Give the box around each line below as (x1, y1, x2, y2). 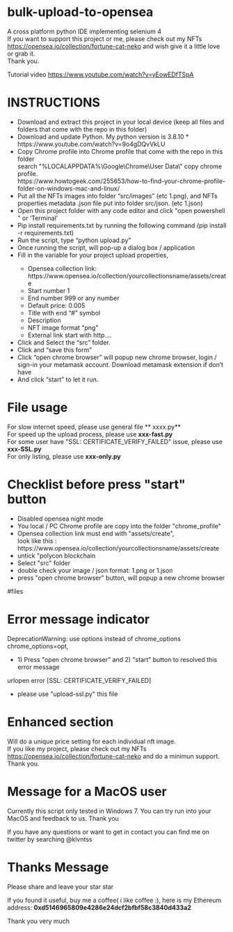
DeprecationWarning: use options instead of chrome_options (7, 634, 181, 642)
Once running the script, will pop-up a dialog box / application (17, 243, 195, 251)
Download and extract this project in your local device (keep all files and (17, 118, 225, 126)
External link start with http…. (27, 331, 112, 339)
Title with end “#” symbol (27, 308, 101, 317)
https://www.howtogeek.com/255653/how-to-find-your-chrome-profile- (17, 177, 226, 185)
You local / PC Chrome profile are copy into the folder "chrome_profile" (17, 521, 221, 530)
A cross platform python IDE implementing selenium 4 (7, 27, 162, 35)
